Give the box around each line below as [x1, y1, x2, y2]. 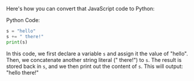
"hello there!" [6, 68, 39, 76]
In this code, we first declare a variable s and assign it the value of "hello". [6, 50, 188, 57]
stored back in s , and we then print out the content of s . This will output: [6, 63, 183, 70]
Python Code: [6, 17, 40, 23]
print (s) [6, 39, 28, 45]
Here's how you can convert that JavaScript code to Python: [6, 5, 155, 12]
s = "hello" [6, 28, 36, 34]
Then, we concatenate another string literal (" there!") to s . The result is [6, 56, 182, 63]
